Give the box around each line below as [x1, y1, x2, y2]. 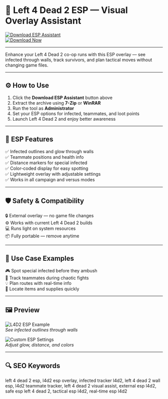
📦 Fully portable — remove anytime [5, 233, 79, 239]
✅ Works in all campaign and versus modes [5, 176, 95, 182]
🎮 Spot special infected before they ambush [5, 268, 97, 274]
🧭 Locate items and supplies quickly [5, 286, 79, 292]
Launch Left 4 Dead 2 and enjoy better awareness [12, 116, 116, 122]
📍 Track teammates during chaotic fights [5, 275, 89, 281]
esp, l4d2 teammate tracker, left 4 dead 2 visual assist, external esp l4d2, [5, 382, 156, 388]
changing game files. [5, 62, 48, 68]
